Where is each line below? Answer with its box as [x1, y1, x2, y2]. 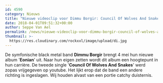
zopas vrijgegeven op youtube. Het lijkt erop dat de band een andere [5, 67, 143, 73]
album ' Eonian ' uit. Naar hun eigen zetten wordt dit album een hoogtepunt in [5, 56, 158, 63]
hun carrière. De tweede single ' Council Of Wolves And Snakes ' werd [5, 62, 146, 68]
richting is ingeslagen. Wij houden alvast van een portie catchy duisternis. [5, 72, 153, 78]
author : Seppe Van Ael [5, 25, 51, 30]
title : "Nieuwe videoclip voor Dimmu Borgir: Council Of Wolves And [5, 16, 147, 21]
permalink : [5, 29, 27, 34]
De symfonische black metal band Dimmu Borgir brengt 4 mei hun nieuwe [5, 52, 154, 57]
